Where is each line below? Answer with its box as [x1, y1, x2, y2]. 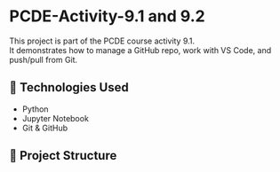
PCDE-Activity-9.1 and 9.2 [9, 6, 206, 27]
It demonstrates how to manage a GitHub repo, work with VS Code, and [9, 44, 272, 55]
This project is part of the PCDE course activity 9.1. [9, 35, 196, 46]
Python [21, 104, 49, 114]
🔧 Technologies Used [9, 80, 129, 95]
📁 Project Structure [9, 148, 117, 163]
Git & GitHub [21, 122, 68, 133]
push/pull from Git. [9, 54, 78, 65]
